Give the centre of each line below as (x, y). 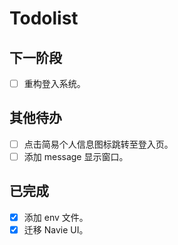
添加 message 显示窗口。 (76, 156)
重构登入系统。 (54, 83)
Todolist (44, 18)
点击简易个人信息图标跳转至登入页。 (98, 144)
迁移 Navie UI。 (56, 229)
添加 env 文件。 (56, 217)
